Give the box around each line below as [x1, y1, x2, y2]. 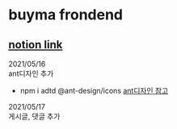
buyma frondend [8, 6, 124, 24]
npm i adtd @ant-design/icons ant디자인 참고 [19, 86, 169, 95]
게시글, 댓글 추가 [8, 111, 61, 121]
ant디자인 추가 [8, 69, 54, 78]
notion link [8, 38, 63, 52]
